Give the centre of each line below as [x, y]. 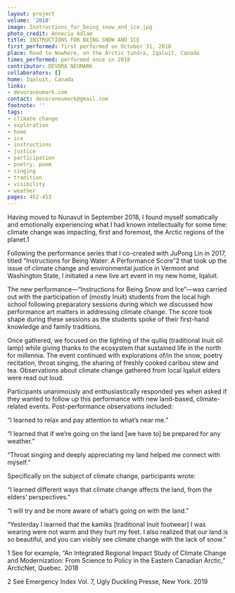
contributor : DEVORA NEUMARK [50, 66]
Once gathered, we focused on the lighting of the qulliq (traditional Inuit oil [115, 341]
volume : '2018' [30, 20]
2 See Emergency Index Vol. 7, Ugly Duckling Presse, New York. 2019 [108, 582]
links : [17, 86]
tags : [15, 112]
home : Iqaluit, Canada [40, 79]
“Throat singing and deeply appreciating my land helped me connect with [114, 455]
